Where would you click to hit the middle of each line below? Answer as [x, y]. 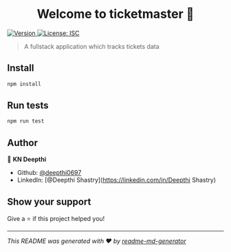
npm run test [26, 121]
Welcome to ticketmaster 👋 [115, 14]
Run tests [28, 106]
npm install [24, 84]
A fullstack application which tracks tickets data [91, 46]
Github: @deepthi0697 [49, 173]
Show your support [49, 201]
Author [22, 143]
